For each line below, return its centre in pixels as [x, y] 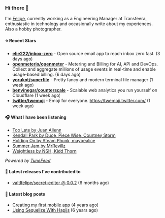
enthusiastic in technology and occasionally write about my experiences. [79, 24]
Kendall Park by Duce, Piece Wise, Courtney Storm [64, 135]
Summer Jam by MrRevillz [39, 146]
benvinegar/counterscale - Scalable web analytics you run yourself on [85, 90]
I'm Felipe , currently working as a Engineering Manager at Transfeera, [76, 19]
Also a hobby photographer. [33, 29]
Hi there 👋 [17, 8]
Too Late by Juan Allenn [37, 130]
